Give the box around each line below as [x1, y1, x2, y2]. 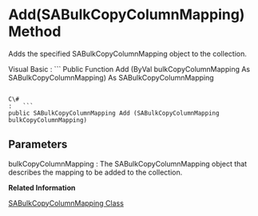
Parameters [8, 138, 68, 151]
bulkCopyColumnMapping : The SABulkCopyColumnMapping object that [8, 159, 248, 168]
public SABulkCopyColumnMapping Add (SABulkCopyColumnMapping [8, 109, 220, 117]
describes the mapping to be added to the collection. [8, 167, 183, 177]
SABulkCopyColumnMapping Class [8, 198, 124, 208]
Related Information [8, 183, 76, 192]
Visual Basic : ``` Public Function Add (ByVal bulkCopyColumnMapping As [8, 64, 250, 73]
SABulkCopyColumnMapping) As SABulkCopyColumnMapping [8, 73, 214, 82]
